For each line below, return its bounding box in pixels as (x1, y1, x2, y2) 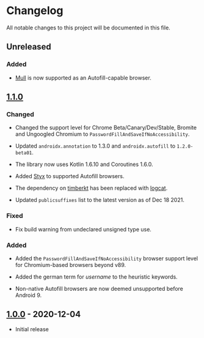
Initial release (15, 325, 49, 332)
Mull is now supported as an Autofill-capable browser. (15, 74, 151, 81)
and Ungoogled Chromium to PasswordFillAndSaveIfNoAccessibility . (15, 130, 190, 138)
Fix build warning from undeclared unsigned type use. (15, 225, 151, 233)
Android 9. (15, 291, 42, 299)
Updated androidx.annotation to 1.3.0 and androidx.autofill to (15, 142, 176, 150)
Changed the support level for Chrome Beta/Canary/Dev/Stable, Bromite (15, 124, 197, 132)
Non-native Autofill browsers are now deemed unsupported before (15, 285, 183, 292)
